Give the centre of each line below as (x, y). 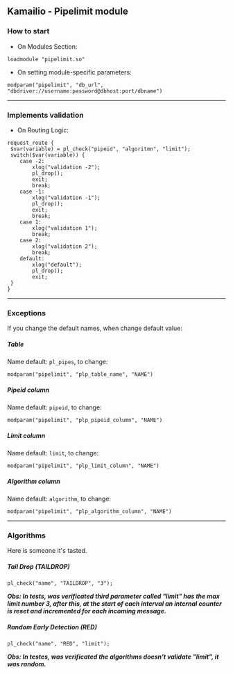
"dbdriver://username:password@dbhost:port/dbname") (85, 91)
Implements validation (46, 115)
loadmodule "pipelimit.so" (46, 59)
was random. (27, 664)
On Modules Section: (47, 46)
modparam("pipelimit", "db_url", (55, 85)
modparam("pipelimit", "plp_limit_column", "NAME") (83, 466)
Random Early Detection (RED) (52, 627)
